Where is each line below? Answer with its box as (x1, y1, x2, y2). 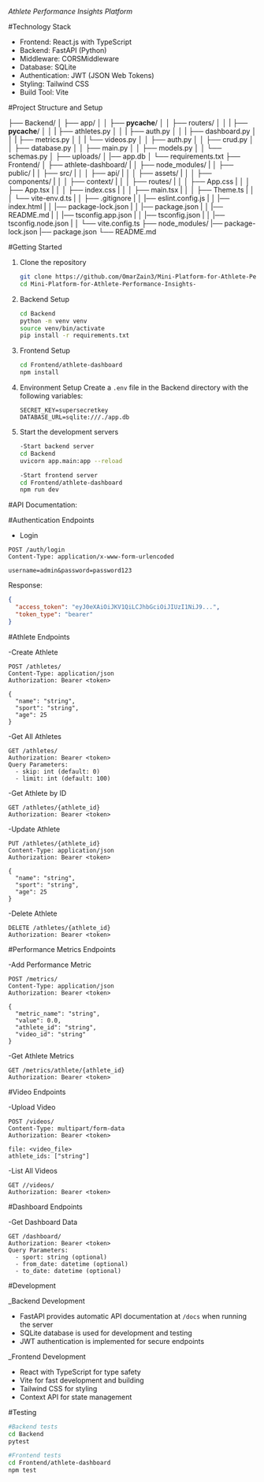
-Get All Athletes (8, 731, 61, 741)
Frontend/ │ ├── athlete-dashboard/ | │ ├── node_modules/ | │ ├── (8, 160, 234, 169)
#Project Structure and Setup (8, 103, 103, 112)
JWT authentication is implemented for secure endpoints (19, 1336, 205, 1346)
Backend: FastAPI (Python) (19, 46, 107, 54)
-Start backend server (19, 442, 95, 450)
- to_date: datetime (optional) (15, 1267, 122, 1275)
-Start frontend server (19, 471, 99, 480)
